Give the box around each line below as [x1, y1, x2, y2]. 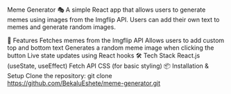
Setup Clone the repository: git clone [7, 72, 112, 79]
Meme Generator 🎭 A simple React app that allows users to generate [7, 6, 206, 14]
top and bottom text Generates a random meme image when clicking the [7, 44, 214, 52]
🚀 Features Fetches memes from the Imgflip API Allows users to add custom [7, 37, 225, 44]
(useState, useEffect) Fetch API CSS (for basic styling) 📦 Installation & [7, 62, 209, 70]
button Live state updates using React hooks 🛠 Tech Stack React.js [7, 51, 200, 59]
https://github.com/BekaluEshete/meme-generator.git [7, 79, 161, 87]
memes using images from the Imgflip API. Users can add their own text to [7, 16, 220, 23]
